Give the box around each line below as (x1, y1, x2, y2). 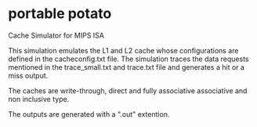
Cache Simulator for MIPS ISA (8, 31, 104, 40)
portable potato (8, 5, 112, 23)
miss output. (8, 71, 49, 80)
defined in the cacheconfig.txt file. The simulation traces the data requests (8, 54, 249, 63)
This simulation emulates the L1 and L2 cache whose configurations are (8, 45, 239, 55)
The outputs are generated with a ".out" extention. (8, 109, 170, 118)
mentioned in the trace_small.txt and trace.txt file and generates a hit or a (8, 62, 245, 71)
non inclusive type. (8, 94, 70, 103)
